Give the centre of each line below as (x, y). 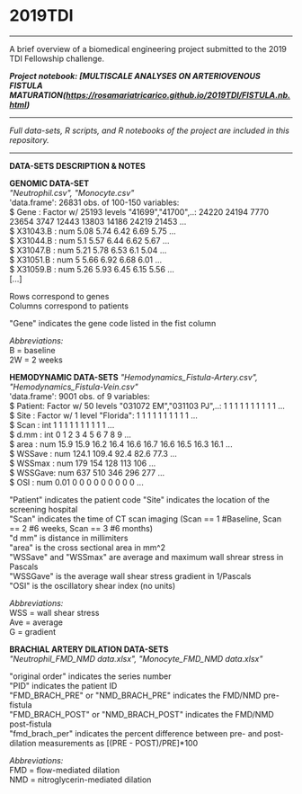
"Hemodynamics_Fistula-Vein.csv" (74, 387)
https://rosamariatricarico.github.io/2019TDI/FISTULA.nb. (178, 94)
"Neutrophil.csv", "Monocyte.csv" (72, 192)
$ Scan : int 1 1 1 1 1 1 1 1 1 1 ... (62, 424)
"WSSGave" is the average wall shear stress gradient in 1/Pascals (130, 575)
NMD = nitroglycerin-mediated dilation (80, 780)
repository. (29, 139)
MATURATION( (38, 94)
